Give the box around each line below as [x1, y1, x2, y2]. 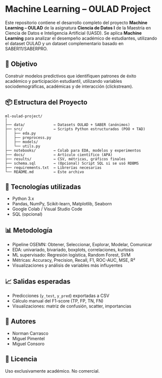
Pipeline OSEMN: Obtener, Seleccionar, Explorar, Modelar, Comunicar [12, 242, 153, 248]
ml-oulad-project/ [5, 114, 43, 119]
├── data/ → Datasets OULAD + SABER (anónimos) [5, 122, 131, 127]
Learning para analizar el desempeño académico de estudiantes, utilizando [5, 35, 158, 41]
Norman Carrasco [12, 330, 49, 336]
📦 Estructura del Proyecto [5, 98, 88, 106]
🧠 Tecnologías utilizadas [5, 182, 81, 191]
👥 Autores [5, 317, 36, 326]
